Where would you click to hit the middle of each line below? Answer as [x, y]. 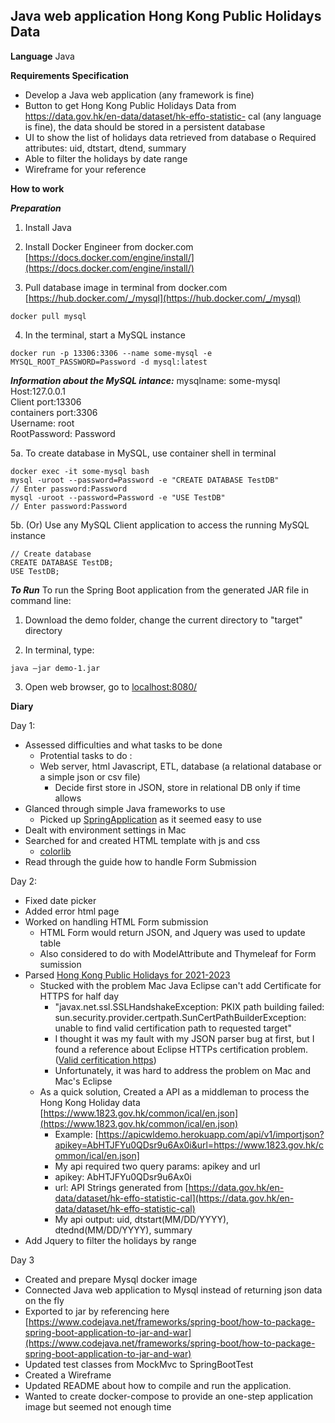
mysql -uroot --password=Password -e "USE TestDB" [118, 497]
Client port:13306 [46, 401]
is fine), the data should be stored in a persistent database [145, 126]
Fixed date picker [60, 900]
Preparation [36, 208]
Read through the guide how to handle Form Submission [140, 861]
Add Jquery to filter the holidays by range [110, 1240]
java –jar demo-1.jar [55, 668]
